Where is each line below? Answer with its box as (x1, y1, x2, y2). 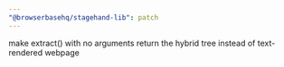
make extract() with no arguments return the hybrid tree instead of (8, 38, 256, 48)
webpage (43, 46, 80, 58)
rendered (8, 46, 43, 58)
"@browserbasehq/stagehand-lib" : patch (8, 13, 159, 22)
